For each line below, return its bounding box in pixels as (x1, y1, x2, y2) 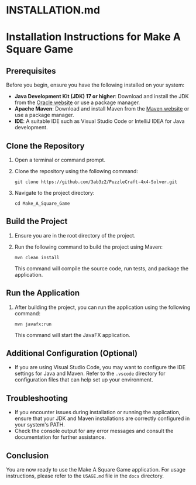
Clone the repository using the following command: (14, 168, 139, 174)
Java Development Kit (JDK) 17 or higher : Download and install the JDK (14, 93, 189, 100)
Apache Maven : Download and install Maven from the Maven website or (14, 105, 190, 112)
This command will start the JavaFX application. (14, 331, 130, 338)
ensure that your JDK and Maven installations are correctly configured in (14, 415, 190, 422)
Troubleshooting (6, 393, 68, 403)
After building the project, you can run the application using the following (14, 304, 191, 311)
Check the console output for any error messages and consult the (14, 428, 174, 435)
